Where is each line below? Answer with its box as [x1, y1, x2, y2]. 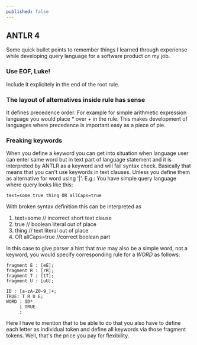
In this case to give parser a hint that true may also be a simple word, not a [6, 245, 188, 252]
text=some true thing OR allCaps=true [6, 193, 102, 199]
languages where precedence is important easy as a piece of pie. [6, 122, 166, 129]
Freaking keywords [6, 136, 63, 144]
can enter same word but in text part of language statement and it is [6, 156, 172, 163]
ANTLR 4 [6, 31, 40, 41]
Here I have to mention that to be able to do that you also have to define [6, 320, 181, 327]
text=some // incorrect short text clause [14, 214, 112, 222]
